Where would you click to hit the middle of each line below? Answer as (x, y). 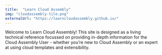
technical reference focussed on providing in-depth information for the (76, 37)
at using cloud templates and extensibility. (47, 48)
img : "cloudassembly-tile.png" (37, 14)
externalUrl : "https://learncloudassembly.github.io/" (62, 18)
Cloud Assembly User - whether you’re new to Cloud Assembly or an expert (81, 42)
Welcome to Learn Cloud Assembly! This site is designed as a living (73, 32)
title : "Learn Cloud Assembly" (38, 9)
